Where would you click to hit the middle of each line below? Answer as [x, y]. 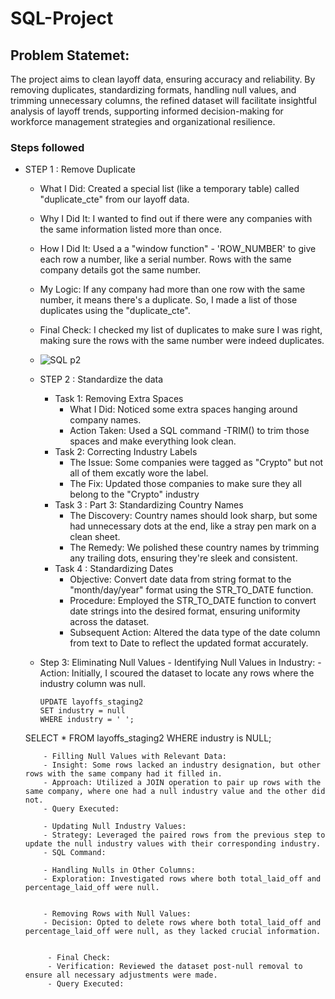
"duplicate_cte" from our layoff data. [114, 199]
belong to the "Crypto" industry [134, 494]
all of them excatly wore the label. [139, 473]
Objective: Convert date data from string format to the [180, 579]
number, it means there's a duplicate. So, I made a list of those [168, 300]
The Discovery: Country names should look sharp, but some [193, 516]
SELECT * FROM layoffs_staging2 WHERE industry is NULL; [148, 738]
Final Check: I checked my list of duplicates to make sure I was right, [181, 330]
